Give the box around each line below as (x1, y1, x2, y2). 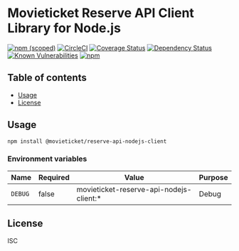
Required (38, 172, 70, 182)
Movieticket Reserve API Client (7, 5, 194, 21)
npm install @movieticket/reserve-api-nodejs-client (7, 137, 167, 145)
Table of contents (7, 72, 87, 84)
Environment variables (7, 154, 87, 164)
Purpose (198, 172, 228, 182)
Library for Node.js (7, 20, 121, 36)
